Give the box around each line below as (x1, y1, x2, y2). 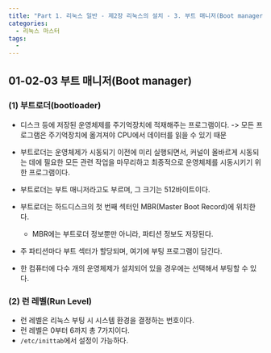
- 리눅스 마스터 (15, 27, 60, 35)
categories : (8, 19, 48, 27)
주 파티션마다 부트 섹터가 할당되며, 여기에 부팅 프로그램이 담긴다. (19, 246, 223, 255)
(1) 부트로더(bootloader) (8, 100, 102, 111)
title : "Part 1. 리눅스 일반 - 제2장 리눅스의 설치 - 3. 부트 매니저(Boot (8, 11, 235, 20)
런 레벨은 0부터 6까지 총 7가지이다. (19, 326, 131, 335)
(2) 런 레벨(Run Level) (8, 296, 93, 307)
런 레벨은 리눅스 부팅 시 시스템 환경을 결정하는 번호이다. (19, 316, 195, 326)
